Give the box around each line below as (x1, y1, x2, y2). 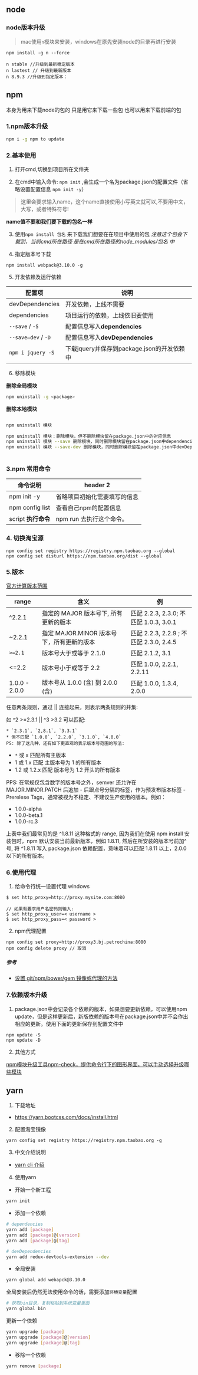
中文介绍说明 (14, 1148, 46, 1156)
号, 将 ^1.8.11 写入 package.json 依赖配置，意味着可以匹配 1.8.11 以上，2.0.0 (6, 845, 187, 852)
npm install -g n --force (6, 50, 70, 55)
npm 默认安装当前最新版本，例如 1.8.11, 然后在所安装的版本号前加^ (26, 837, 187, 844)
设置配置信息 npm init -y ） (19, 185, 87, 192)
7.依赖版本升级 (6, 991, 48, 999)
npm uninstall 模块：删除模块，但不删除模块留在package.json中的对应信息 (6, 433, 171, 439)
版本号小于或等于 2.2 (41, 664, 100, 672)
